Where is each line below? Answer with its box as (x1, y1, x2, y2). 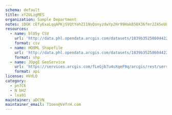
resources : (5, 26, 29, 32)
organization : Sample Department (5, 17, 77, 22)
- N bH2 (10, 88, 27, 93)
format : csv (14, 41, 40, 46)
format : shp (14, 54, 40, 60)
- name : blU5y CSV (10, 31, 50, 36)
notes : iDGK (5, 21, 31, 27)
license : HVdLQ (5, 74, 38, 79)
